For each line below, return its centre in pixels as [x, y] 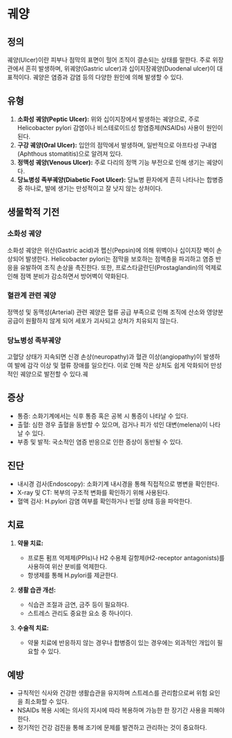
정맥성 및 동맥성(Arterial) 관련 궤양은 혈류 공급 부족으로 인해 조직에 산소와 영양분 [115, 312]
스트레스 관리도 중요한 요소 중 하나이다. [80, 613]
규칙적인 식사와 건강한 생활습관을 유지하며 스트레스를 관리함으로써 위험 [112, 693]
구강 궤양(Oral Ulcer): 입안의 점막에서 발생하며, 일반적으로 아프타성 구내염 [117, 145]
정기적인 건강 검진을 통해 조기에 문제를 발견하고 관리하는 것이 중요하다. [112, 728]
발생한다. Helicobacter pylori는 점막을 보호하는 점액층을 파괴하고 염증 [119, 259]
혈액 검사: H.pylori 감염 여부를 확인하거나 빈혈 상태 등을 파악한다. [104, 501]
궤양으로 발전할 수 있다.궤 [54, 374]
